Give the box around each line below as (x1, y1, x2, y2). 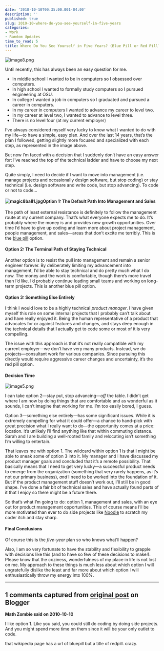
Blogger (5, 599, 30, 607)
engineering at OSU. (12, 91, 53, 97)
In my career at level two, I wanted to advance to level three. (12, 112, 134, 118)
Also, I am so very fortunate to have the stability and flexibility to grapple (5, 546, 151, 552)
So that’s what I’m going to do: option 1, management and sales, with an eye (5, 499, 158, 505)
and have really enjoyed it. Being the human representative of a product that (5, 315, 158, 321)
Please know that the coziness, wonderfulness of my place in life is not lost (5, 556, 156, 562)
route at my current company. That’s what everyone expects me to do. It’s (5, 214, 153, 220)
